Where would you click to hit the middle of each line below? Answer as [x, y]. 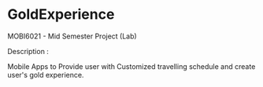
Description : [28, 51]
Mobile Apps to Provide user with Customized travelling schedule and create [131, 66]
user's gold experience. [46, 74]
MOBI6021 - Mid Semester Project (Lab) [72, 36]
